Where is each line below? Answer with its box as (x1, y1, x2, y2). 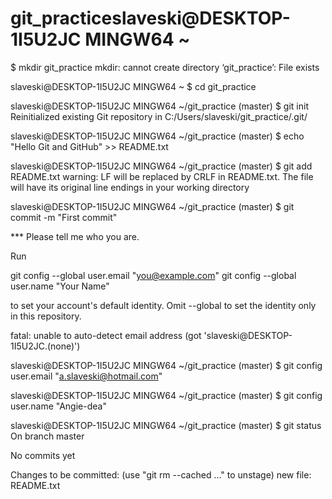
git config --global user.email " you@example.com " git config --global (10, 269, 297, 281)
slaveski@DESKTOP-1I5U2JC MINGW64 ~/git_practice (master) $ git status (10, 419, 322, 431)
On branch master (10, 430, 85, 442)
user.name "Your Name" (10, 280, 110, 292)
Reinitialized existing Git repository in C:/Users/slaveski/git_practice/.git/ (10, 110, 308, 122)
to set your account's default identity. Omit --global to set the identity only (10, 299, 317, 311)
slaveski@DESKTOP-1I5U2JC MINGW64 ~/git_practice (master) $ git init (10, 100, 309, 112)
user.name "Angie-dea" (10, 400, 107, 412)
